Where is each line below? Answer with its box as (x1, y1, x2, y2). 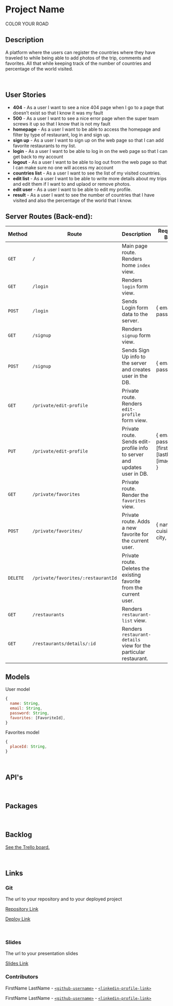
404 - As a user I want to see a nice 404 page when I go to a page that (12, 104, 164, 110)
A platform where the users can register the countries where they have (5, 49, 155, 55)
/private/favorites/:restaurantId (32, 575, 117, 581)
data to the (122, 310, 148, 318)
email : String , (10, 705, 43, 711)
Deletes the (122, 565, 150, 572)
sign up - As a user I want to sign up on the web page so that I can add (12, 137, 164, 143)
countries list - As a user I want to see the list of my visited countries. (12, 170, 161, 176)
